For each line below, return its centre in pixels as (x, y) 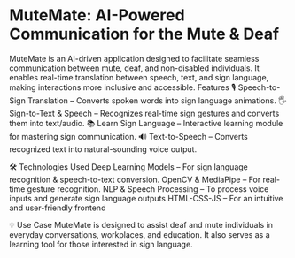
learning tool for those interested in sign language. (101, 244)
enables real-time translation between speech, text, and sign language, (139, 77)
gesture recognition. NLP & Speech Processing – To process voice (148, 189)
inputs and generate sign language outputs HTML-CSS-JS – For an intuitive (146, 198)
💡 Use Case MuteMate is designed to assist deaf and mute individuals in (141, 224)
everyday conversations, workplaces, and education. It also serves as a (140, 234)
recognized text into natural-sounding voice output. (103, 149)
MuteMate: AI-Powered (97, 15)
